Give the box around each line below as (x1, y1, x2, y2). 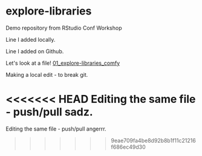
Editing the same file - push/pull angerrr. (5, 125, 106, 132)
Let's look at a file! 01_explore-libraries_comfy (5, 59, 120, 67)
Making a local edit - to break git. (5, 71, 88, 78)
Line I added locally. (5, 36, 56, 43)
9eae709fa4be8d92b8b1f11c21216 (111, 137, 196, 144)
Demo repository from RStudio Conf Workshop (5, 24, 122, 31)
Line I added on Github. (5, 47, 64, 55)
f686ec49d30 (111, 143, 146, 151)
